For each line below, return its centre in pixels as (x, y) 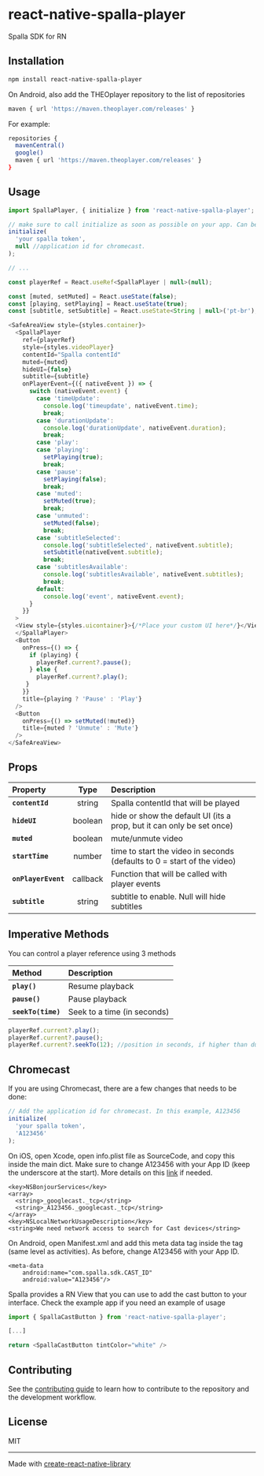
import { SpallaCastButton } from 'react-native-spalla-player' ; (117, 1317)
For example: (29, 124)
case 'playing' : (63, 450)
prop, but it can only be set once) (172, 825)
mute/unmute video (147, 838)
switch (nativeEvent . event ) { (78, 392)
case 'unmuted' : (63, 516)
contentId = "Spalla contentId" (72, 355)
